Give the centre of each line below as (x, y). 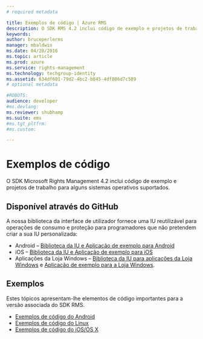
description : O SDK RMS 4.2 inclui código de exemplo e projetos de (94, 28)
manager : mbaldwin (29, 45)
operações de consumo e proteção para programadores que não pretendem (101, 228)
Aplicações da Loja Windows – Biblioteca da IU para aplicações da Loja (104, 258)
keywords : (19, 34)
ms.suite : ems (24, 118)
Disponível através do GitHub (63, 206)
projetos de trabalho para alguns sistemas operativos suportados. (88, 187)
